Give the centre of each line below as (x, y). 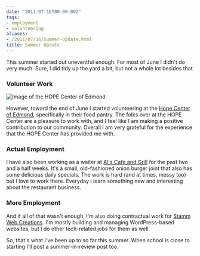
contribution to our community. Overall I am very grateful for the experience (99, 127)
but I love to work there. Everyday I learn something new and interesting (95, 181)
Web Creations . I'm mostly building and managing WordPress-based (90, 222)
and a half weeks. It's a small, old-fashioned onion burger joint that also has (99, 168)
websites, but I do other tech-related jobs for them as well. (78, 229)
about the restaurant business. (44, 187)
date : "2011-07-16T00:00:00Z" (44, 12)
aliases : (17, 34)
